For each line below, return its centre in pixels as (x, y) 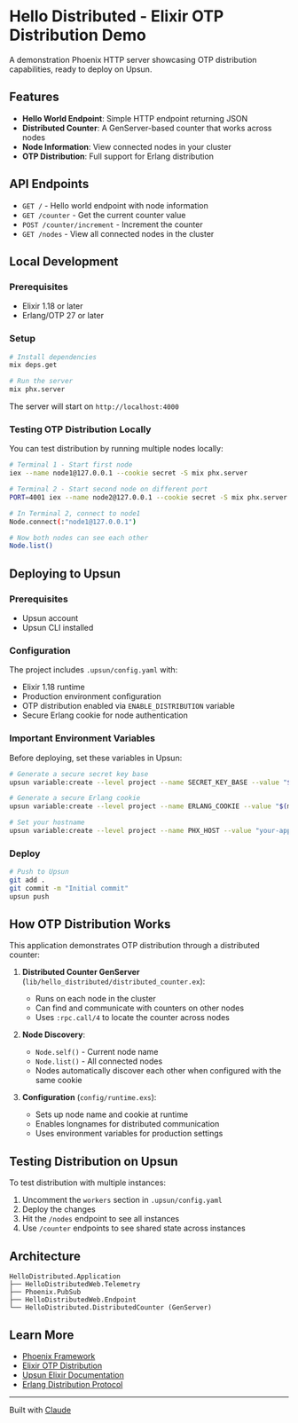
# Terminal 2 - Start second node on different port (109, 490)
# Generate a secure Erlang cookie (75, 798)
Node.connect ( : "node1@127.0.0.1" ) (73, 522)
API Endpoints (49, 184)
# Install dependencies (53, 357)
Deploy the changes (59, 1209)
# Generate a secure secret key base (79, 774)
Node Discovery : (54, 1034)
